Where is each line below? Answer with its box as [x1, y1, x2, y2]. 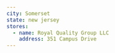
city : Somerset [6, 10, 51, 17]
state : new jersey [6, 17, 60, 23]
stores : [6, 23, 29, 30]
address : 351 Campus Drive [19, 36, 97, 43]
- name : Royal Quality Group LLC [12, 29, 109, 36]
